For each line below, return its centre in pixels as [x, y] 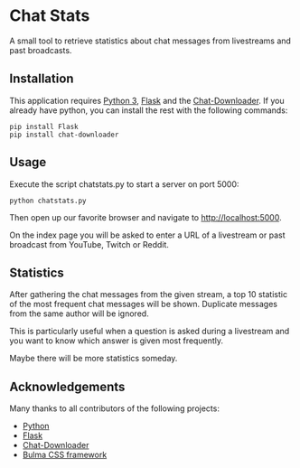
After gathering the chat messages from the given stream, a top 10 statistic [148, 295]
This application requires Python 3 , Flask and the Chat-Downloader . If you [147, 100]
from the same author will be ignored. [79, 314]
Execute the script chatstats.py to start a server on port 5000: [124, 184]
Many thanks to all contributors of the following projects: [114, 408]
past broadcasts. [41, 50]
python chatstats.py [48, 201]
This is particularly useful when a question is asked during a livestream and [150, 332]
